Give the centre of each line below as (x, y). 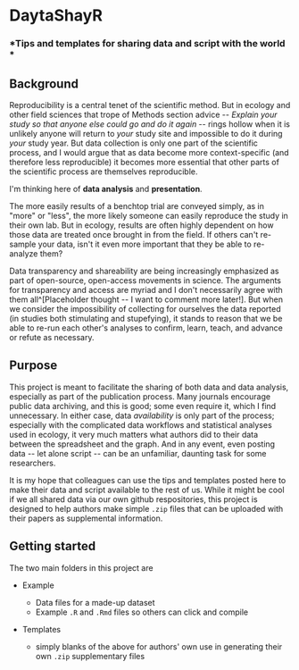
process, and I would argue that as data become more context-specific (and (149, 152)
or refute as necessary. (52, 337)
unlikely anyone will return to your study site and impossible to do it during (146, 133)
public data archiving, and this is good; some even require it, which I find (143, 406)
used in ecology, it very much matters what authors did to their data (134, 434)
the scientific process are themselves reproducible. (104, 172)
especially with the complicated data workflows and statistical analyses (141, 424)
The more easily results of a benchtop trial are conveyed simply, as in (137, 205)
